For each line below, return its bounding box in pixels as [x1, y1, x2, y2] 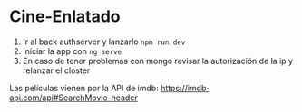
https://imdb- [160, 82, 210, 93]
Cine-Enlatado [9, 6, 121, 27]
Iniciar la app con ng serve [22, 45, 122, 56]
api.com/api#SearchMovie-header [9, 92, 138, 103]
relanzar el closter [22, 65, 91, 76]
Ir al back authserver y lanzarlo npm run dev [22, 36, 186, 47]
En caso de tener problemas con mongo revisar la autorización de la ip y [22, 55, 293, 66]
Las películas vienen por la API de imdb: [9, 82, 159, 93]
